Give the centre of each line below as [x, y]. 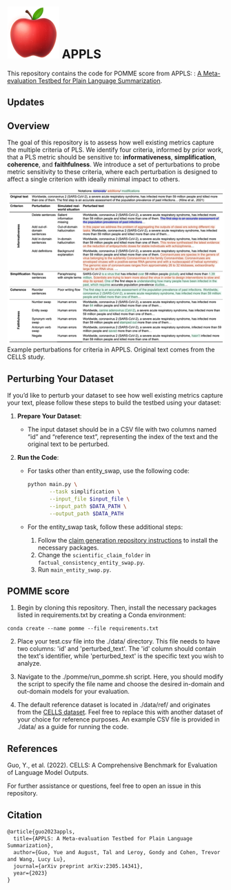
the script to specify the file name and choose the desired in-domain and [121, 684]
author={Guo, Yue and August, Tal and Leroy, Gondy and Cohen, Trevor [117, 853]
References [32, 748]
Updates [26, 103]
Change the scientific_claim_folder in [94, 554]
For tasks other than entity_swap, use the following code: [108, 471]
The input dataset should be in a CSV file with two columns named [122, 429]
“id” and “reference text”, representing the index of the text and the [123, 437]
